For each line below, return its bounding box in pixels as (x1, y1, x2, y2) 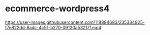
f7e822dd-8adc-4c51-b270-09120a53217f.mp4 (5, 24, 102, 30)
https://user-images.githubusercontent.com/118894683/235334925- (5, 19, 145, 25)
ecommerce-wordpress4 (5, 3, 110, 14)
